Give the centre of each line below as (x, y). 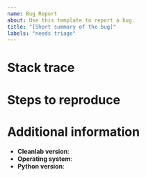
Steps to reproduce (64, 100)
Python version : (41, 166)
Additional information (74, 132)
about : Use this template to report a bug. (71, 20)
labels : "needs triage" (42, 33)
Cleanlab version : (43, 151)
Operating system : (45, 159)
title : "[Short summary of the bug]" (62, 27)
